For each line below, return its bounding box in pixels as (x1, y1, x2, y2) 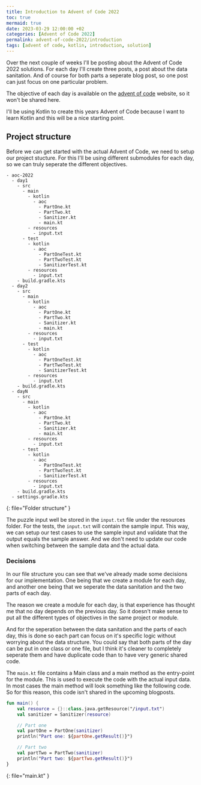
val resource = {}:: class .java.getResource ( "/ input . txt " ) (17, 705, 165, 712)
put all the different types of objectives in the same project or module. (6, 614, 179, 621)
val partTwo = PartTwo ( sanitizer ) (17, 750, 103, 756)
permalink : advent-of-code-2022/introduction (6, 37, 122, 43)
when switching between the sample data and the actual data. (6, 542, 160, 549)
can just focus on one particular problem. (6, 78, 109, 85)
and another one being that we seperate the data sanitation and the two (6, 583, 184, 590)
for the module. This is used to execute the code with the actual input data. (6, 675, 191, 683)
